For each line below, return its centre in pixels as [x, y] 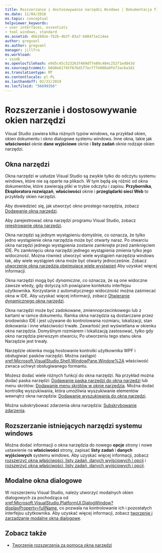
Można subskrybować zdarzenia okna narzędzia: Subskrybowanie [71, 405]
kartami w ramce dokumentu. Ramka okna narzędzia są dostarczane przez [79, 316]
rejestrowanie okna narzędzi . [34, 226]
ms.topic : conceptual [27, 18]
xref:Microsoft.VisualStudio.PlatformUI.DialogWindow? [59, 503]
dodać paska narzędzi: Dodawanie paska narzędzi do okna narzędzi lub [76, 381]
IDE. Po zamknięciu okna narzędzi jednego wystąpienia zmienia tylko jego [78, 250]
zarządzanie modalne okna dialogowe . [43, 518]
